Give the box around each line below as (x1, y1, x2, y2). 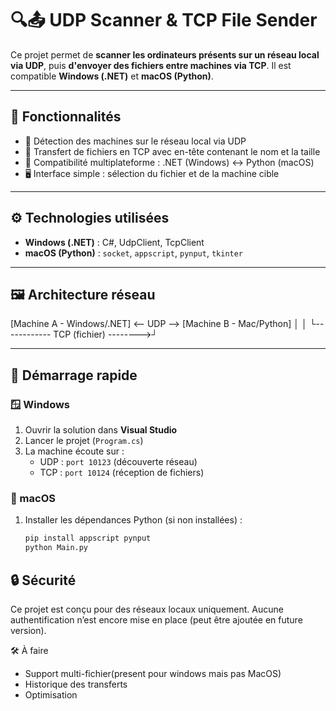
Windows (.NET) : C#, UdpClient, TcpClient (24, 236, 205, 248)
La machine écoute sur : (24, 445, 125, 457)
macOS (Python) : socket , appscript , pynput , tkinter (24, 247, 244, 259)
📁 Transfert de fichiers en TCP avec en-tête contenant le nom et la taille (24, 145, 321, 157)
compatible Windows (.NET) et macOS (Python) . (10, 70, 214, 82)
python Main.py (24, 543, 89, 553)
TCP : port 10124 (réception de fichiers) (39, 467, 205, 479)
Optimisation (24, 688, 78, 701)
